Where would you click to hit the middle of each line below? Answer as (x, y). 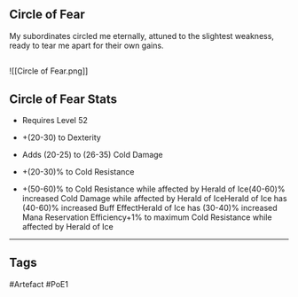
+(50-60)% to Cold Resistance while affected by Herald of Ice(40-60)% (153, 189)
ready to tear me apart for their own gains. (86, 45)
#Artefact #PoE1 (39, 284)
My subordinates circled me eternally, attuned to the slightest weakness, (142, 35)
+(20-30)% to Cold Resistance (78, 172)
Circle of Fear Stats (63, 99)
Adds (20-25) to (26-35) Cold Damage (92, 155)
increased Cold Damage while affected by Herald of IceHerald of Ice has (154, 199)
